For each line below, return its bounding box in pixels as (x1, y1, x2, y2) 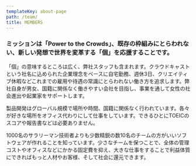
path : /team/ (6, 14, 38, 20)
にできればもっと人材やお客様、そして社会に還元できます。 (6, 153, 149, 161)
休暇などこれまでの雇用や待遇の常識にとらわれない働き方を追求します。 (11, 77, 185, 85)
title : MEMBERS (6, 19, 43, 25)
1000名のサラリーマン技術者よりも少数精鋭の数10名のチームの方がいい (6, 132, 177, 139)
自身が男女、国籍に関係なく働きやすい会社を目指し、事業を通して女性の (11, 85, 185, 92)
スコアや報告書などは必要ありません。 (6, 119, 98, 126)
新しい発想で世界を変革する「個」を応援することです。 (18, 49, 173, 57)
